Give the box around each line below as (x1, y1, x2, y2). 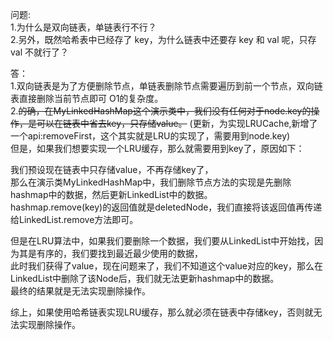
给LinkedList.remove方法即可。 (10, 214, 139, 225)
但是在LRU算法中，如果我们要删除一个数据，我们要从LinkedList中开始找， (10, 235, 315, 247)
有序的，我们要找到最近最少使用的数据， (36, 248, 203, 259)
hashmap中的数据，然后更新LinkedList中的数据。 (10, 189, 213, 200)
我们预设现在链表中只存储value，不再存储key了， (10, 164, 214, 175)
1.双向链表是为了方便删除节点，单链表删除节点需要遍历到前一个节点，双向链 (10, 80, 323, 92)
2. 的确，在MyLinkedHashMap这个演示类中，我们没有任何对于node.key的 (10, 105, 312, 117)
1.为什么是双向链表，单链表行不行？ (10, 21, 157, 33)
